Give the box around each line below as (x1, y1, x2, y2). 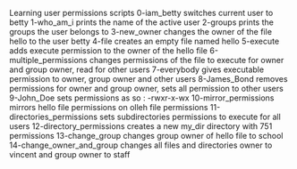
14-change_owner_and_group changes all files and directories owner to (9, 140, 273, 150)
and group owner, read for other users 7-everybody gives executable (9, 64, 265, 75)
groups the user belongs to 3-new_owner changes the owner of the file (9, 27, 273, 36)
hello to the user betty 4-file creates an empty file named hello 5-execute (9, 36, 280, 46)
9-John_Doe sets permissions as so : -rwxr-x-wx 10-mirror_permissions (9, 93, 275, 103)
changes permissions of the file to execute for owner (89, 55, 284, 65)
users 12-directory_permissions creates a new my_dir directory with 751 (9, 121, 273, 132)
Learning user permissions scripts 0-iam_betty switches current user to (9, 8, 274, 18)
